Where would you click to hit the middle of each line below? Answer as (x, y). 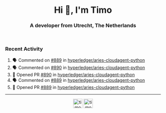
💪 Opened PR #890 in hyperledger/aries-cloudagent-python (73, 75)
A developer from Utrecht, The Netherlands (83, 26)
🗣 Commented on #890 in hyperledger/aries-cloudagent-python (79, 67)
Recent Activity (24, 49)
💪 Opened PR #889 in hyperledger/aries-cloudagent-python (73, 87)
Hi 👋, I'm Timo (83, 10)
